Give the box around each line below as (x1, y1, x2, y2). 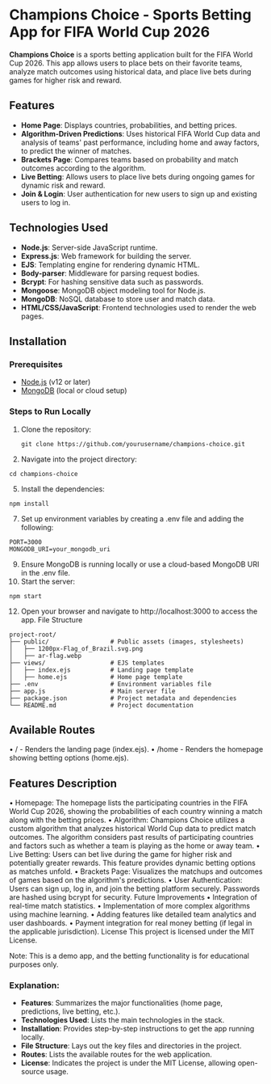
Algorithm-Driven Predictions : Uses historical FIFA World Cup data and (20, 129, 261, 138)
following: (20, 522, 54, 532)
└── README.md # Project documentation (9, 701, 194, 709)
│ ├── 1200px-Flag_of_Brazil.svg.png (9, 644, 144, 652)
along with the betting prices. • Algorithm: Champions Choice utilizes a (9, 815, 245, 825)
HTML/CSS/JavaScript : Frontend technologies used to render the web (20, 302, 256, 312)
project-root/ (9, 631, 57, 639)
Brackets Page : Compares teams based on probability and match (20, 154, 239, 164)
